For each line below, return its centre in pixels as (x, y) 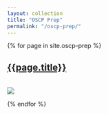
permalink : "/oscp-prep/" (44, 26)
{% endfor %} (27, 104)
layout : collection (35, 13)
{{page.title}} (37, 67)
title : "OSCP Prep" (35, 20)
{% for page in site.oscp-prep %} (54, 46)
